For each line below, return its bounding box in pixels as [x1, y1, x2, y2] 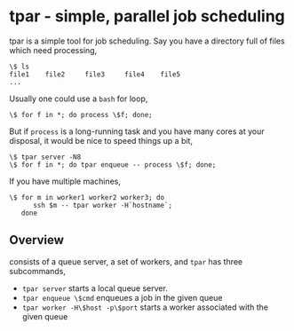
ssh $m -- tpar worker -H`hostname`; [32, 201, 173, 209]
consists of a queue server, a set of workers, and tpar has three [9, 256, 243, 267]
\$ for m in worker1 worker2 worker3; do [9, 193, 165, 201]
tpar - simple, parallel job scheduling [9, 6, 286, 27]
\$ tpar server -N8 [9, 153, 82, 162]
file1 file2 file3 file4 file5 [9, 69, 180, 79]
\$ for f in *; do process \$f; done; [9, 110, 153, 119]
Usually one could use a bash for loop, [9, 93, 148, 104]
